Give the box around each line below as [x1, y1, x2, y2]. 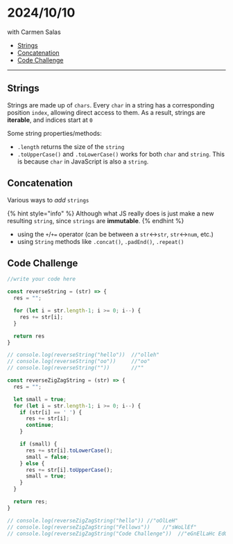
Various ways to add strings [7, 195, 89, 204]
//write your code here [7, 276, 76, 283]
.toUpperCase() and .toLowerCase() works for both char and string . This [17, 150, 225, 158]
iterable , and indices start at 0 [7, 116, 93, 124]
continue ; [25, 421, 54, 429]
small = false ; [25, 453, 70, 460]
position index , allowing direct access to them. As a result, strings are [7, 108, 206, 116]
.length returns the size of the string [17, 142, 125, 150]
